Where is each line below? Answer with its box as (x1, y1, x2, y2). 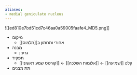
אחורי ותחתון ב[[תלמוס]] (19, 39, 64, 45)
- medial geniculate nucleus (5, 12, 64, 16)
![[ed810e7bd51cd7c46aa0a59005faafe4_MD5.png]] (5, 25, 110, 30)
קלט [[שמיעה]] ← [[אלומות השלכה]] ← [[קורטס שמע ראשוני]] (19, 60, 133, 66)
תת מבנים (12, 65, 30, 71)
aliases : (5, 7, 23, 12)
